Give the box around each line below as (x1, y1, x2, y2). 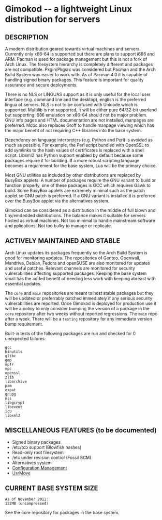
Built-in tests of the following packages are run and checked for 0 (5, 330, 136, 336)
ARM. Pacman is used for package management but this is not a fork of (5, 56, 147, 62)
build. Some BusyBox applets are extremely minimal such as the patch (5, 188, 145, 193)
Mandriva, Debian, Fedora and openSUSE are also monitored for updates (5, 260, 150, 266)
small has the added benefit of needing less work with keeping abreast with (5, 275, 156, 281)
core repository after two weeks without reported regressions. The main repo (5, 311, 158, 317)
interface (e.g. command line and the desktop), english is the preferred (5, 97, 146, 102)
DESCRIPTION (5, 33, 48, 41)
